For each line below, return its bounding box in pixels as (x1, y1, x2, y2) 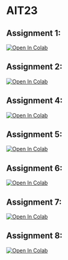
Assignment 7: (6, 197, 62, 207)
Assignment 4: (6, 96, 63, 106)
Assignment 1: (6, 28, 61, 38)
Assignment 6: (6, 163, 63, 174)
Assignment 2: (6, 61, 63, 72)
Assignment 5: (6, 129, 63, 140)
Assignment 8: (6, 231, 63, 241)
